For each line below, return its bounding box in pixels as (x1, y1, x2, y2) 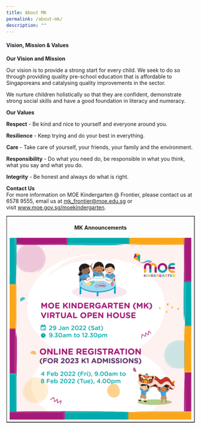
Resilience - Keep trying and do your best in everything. (6, 132, 145, 139)
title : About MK (6, 10, 47, 16)
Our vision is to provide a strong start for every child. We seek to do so (6, 66, 181, 74)
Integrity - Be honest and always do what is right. (6, 173, 129, 180)
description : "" (6, 22, 47, 28)
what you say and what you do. (6, 162, 84, 169)
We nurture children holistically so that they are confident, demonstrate (6, 90, 182, 98)
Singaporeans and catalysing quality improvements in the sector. (6, 79, 166, 86)
